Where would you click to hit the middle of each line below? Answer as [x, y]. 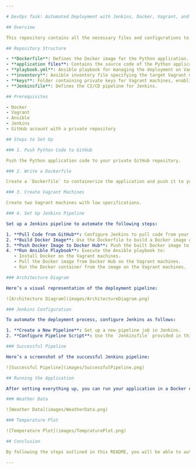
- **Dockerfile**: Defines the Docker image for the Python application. [98, 59]
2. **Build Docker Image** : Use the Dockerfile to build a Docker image [96, 240]
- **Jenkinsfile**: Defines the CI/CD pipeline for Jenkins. [82, 86]
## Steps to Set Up [30, 139]
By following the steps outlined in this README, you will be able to [94, 452]
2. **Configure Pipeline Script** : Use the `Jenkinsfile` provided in [94, 336]
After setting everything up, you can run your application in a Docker [96, 389]
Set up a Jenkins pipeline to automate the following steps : [82, 224]
